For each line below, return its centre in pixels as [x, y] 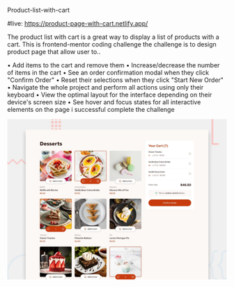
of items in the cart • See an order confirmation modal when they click [108, 73]
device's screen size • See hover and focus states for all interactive [104, 102]
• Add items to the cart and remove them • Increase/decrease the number [114, 65]
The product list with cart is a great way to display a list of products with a [113, 37]
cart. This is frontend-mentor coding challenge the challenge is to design [112, 44]
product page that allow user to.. [54, 52]
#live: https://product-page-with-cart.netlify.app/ [78, 23]
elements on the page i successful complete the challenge [91, 109]
